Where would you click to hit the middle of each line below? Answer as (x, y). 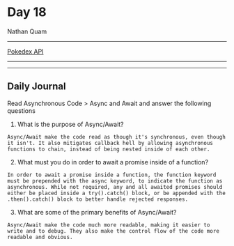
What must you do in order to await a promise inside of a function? (113, 162)
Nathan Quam (27, 31)
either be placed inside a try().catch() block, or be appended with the (117, 193)
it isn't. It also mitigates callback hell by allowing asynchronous (110, 143)
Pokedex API (25, 51)
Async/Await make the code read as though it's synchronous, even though (117, 137)
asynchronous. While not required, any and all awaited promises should (115, 187)
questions (22, 110)
